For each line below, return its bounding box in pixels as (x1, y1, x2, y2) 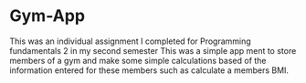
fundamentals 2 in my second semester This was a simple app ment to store (9, 45, 297, 56)
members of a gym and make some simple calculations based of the (9, 55, 267, 66)
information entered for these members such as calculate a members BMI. (9, 65, 290, 76)
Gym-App (9, 5, 85, 26)
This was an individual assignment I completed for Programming (9, 36, 251, 47)
